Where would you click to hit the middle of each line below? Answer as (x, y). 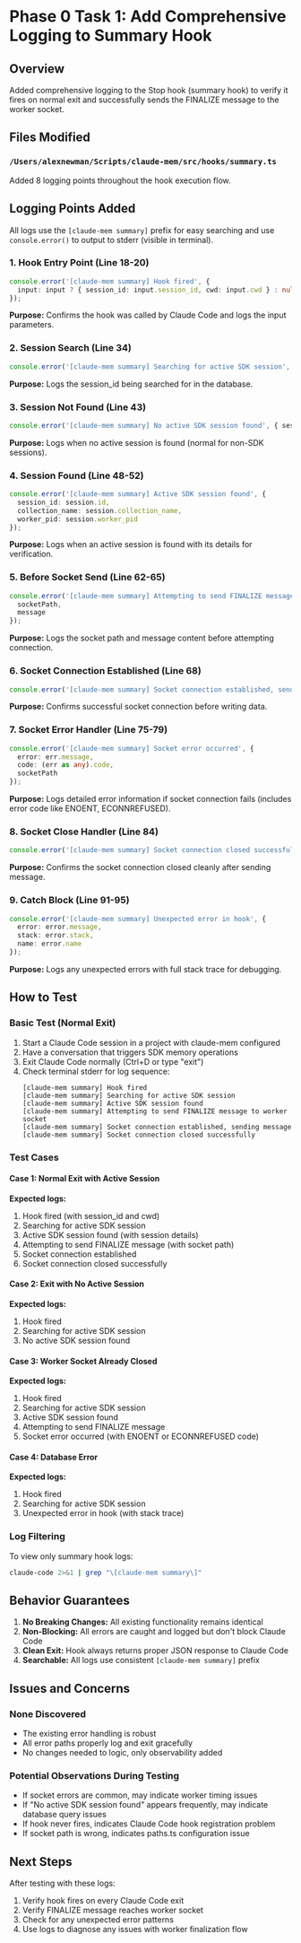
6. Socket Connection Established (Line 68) (105, 671)
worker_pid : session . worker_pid (78, 519)
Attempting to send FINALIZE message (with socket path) (128, 1244)
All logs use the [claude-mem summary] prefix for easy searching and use (142, 230)
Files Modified (50, 138)
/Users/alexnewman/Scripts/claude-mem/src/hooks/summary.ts (143, 162)
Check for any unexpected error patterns (98, 1920)
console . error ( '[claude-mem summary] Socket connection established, (142, 689)
